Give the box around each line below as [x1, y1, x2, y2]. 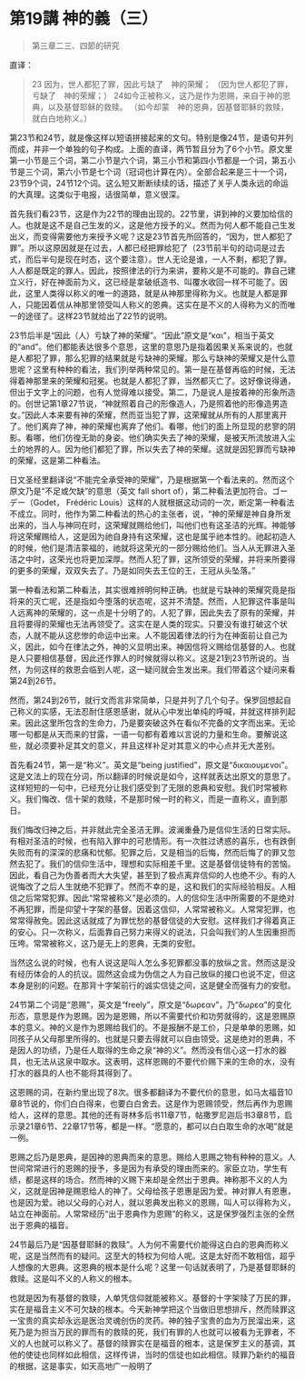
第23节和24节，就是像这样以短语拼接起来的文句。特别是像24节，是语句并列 [9, 132, 293, 143]
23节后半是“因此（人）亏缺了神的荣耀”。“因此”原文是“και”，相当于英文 [9, 329, 275, 341]
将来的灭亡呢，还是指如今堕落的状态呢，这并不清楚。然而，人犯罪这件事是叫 [9, 595, 296, 606]
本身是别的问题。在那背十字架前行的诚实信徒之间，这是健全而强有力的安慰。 [9, 979, 296, 991]
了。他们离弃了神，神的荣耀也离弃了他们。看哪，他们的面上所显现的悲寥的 [9, 420, 288, 432]
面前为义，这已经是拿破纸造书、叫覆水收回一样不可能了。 [64, 276, 280, 287]
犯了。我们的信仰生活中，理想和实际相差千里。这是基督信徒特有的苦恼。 [25, 858, 296, 869]
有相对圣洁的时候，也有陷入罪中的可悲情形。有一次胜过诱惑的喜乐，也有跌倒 [9, 835, 296, 846]
